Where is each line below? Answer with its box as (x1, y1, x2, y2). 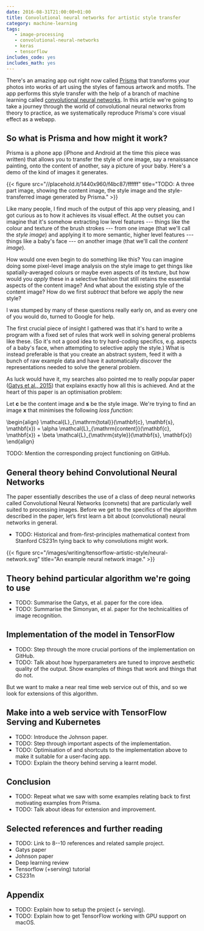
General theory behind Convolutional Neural (6, 467, 178, 478)
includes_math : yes (6, 60, 56, 66)
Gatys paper (15, 846, 47, 854)
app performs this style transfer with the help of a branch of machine (6, 90, 180, 97)
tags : (6, 26, 20, 32)
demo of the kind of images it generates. (6, 169, 108, 176)
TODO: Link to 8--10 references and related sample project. (15, 840, 164, 847)
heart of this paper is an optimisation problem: (6, 388, 122, 396)
